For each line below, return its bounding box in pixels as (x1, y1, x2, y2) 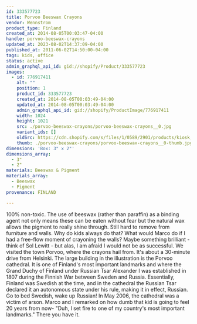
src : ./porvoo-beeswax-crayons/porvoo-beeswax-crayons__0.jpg (16, 124, 172, 130)
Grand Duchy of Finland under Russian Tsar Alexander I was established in (6, 267, 186, 274)
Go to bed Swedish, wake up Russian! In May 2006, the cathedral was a (6, 292, 179, 299)
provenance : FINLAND (6, 189, 57, 195)
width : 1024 (16, 113, 46, 118)
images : (6, 69, 25, 75)
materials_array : (6, 173, 49, 179)
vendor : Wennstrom (6, 19, 51, 25)
